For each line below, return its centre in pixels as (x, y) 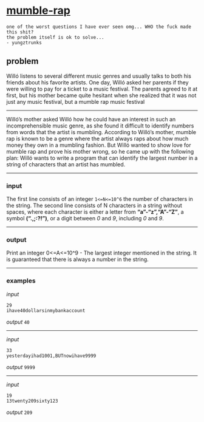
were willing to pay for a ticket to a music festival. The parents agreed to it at (102, 89)
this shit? (20, 32)
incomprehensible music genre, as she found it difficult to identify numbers (100, 126)
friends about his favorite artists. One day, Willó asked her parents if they (98, 82)
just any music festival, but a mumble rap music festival (76, 101)
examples (21, 281)
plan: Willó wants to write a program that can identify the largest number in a (102, 158)
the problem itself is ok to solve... (55, 37)
